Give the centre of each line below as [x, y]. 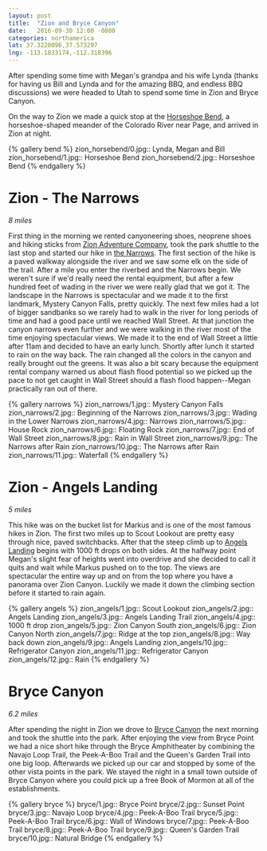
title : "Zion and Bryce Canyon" [64, 23]
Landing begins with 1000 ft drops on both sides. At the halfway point [122, 550]
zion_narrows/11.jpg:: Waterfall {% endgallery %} [88, 455]
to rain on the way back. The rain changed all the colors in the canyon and [130, 354]
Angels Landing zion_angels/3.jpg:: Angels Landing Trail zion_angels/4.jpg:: [132, 617]
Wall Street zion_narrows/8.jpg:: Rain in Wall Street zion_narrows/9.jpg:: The [133, 438]
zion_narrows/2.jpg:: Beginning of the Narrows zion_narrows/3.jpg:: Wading [133, 412]
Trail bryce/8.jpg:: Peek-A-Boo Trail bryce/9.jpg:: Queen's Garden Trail [124, 829]
